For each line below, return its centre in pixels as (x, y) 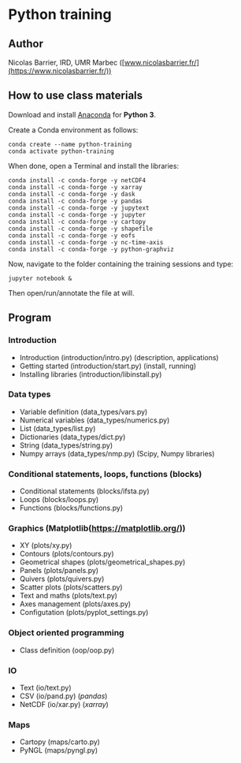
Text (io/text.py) (46, 687)
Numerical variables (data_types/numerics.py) (95, 420)
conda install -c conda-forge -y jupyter (77, 214)
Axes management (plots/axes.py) (75, 604)
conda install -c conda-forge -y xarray (76, 187)
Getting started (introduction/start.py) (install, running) (108, 366)
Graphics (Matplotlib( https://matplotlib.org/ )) (97, 528)
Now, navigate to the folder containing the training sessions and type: (121, 264)
